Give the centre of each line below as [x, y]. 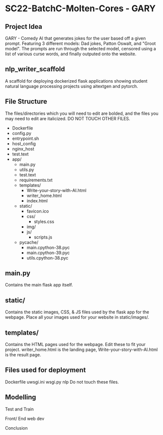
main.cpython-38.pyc [48, 247]
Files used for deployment [45, 370]
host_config [24, 143]
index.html [37, 200]
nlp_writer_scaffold [35, 69]
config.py [22, 133]
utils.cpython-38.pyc [47, 258]
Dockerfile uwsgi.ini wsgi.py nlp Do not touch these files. [62, 382]
